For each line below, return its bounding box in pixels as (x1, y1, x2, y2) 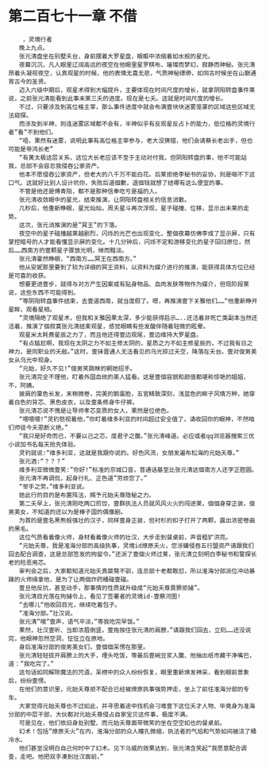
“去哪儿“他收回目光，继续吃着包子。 (18, 600, 121, 608)
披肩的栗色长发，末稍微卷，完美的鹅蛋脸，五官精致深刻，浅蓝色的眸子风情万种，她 (18, 390, 250, 398)
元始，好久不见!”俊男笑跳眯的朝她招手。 (22, 365, 137, 372)
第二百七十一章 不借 (8, 7, 137, 25)
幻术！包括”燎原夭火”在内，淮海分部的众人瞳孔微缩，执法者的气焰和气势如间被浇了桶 (18, 727, 256, 735)
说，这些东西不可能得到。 (8, 288, 79, 296)
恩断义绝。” (37, 423, 69, 431)
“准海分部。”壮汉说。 (18, 609, 77, 617)
